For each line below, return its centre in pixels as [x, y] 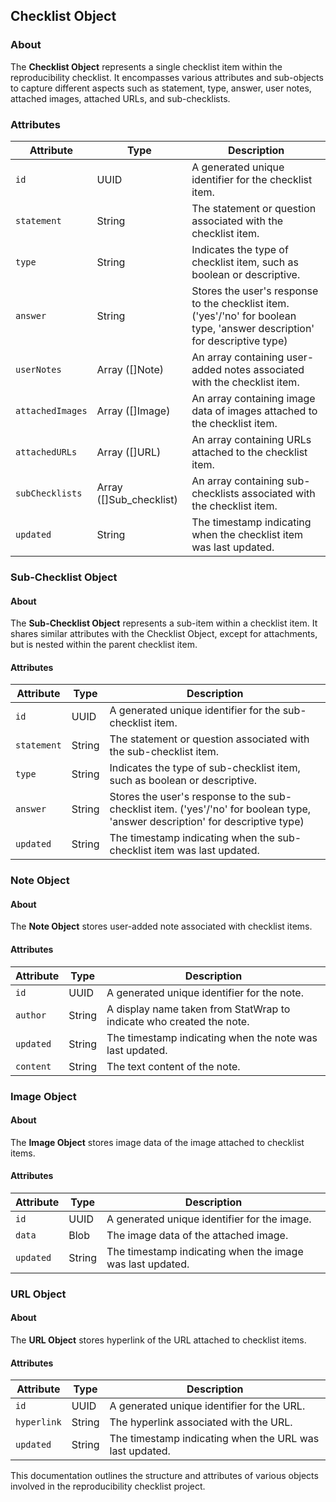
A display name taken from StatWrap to [198, 1009]
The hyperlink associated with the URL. [201, 1422]
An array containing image [253, 398]
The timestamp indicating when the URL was [214, 1439]
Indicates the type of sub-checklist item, [205, 768]
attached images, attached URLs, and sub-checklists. [120, 98]
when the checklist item [247, 534]
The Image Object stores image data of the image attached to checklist [157, 1142]
